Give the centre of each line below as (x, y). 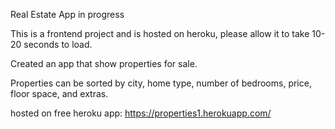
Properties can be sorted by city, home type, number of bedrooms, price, (161, 83)
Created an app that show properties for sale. (104, 63)
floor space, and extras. (59, 93)
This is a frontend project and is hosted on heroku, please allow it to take (160, 33)
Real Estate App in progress (67, 14)
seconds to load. (58, 44)
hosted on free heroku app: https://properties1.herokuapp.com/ (141, 113)
